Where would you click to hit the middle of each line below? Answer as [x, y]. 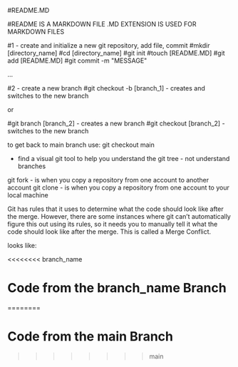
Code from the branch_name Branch [117, 288]
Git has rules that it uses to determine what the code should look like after [116, 209]
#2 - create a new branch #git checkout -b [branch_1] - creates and [106, 88]
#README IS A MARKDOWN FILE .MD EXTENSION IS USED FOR [102, 24]
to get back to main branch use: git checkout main [81, 145]
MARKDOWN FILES [36, 32]
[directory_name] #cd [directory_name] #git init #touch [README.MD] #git [117, 53]
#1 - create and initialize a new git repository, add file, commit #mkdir [109, 45]
